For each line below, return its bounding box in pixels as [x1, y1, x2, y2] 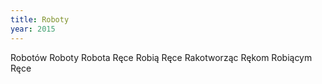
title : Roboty [10, 14, 70, 25]
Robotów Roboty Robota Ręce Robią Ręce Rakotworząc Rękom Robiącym [10, 51, 313, 63]
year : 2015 [10, 24, 56, 34]
